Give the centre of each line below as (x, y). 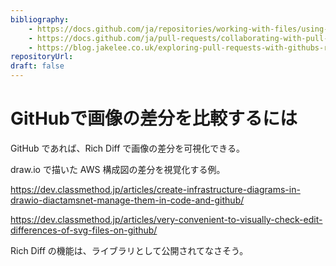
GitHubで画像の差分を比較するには (154, 118)
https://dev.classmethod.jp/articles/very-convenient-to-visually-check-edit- (166, 219)
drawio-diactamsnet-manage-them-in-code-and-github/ (127, 200)
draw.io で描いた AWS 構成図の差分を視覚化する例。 (118, 169)
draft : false (37, 66)
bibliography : (40, 19)
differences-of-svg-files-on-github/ (84, 230)
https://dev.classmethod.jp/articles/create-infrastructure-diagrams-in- (155, 189)
